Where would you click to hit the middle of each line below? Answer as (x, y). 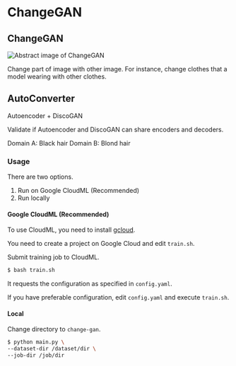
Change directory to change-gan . (54, 329)
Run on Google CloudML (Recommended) (78, 191)
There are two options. (40, 177)
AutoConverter (41, 99)
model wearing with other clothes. (57, 76)
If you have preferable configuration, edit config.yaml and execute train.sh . (118, 297)
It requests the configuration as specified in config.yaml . (90, 284)
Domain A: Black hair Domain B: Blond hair (69, 143)
